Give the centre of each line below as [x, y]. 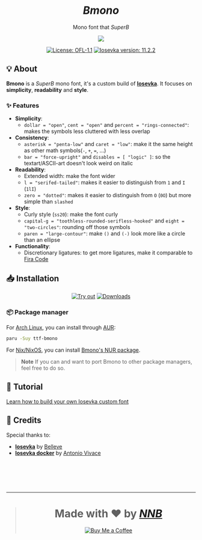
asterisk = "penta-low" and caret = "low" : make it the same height [109, 144]
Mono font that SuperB [101, 27]
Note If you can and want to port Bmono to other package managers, [106, 362]
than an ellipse [42, 240]
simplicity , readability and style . [47, 90]
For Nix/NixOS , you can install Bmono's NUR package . [73, 350]
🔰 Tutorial [25, 387]
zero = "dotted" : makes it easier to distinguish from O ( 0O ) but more [108, 195]
